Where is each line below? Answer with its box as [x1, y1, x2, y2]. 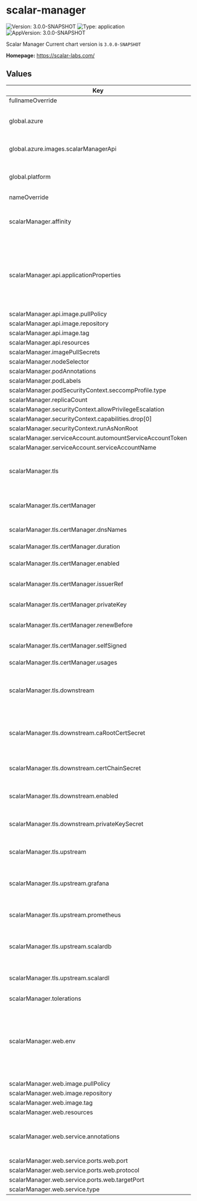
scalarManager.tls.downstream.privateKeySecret [9, 819, 144, 828]
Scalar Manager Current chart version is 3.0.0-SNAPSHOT [6, 41, 141, 48]
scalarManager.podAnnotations [9, 367, 96, 375]
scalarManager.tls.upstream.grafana [9, 879, 110, 887]
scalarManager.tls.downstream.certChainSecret [9, 764, 141, 772]
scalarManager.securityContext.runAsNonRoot [9, 424, 138, 432]
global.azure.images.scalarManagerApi [9, 144, 117, 153]
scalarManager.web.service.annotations [9, 1132, 120, 1141]
